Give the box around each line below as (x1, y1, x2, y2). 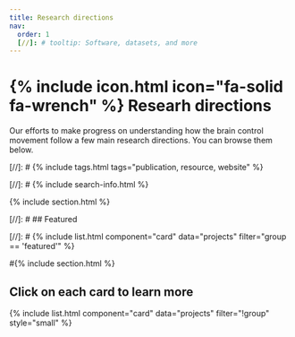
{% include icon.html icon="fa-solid (9, 77, 283, 97)
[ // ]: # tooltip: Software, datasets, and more (17, 38, 198, 48)
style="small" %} (9, 317, 72, 328)
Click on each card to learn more (9, 284, 194, 299)
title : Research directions (9, 13, 114, 22)
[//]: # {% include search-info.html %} (9, 179, 149, 190)
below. (9, 144, 34, 155)
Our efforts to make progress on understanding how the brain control (9, 125, 264, 136)
